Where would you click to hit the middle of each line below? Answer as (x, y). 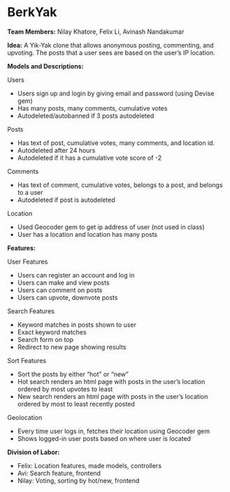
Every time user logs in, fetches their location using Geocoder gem (114, 431)
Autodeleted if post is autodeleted (66, 200)
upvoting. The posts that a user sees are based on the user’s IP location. (111, 53)
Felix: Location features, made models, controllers (89, 465)
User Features (28, 261)
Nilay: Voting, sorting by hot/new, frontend (78, 480)
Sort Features (27, 360)
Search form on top (45, 339)
